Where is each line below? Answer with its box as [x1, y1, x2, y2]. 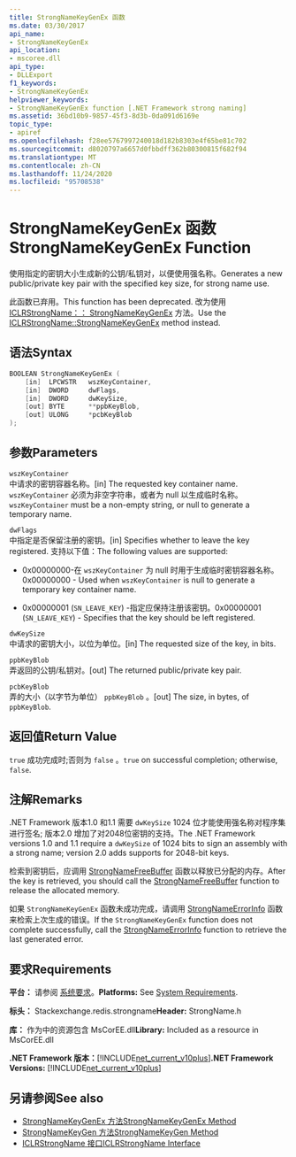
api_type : [9, 63, 46, 72]
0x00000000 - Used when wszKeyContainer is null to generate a [21, 575, 255, 585]
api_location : [9, 46, 62, 55]
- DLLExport [9, 71, 53, 80]
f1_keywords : [9, 79, 57, 88]
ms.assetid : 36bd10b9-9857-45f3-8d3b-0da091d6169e [9, 112, 200, 120]
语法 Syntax [9, 345, 72, 360]
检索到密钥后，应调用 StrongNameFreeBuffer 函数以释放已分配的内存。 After [9, 866, 286, 876]
